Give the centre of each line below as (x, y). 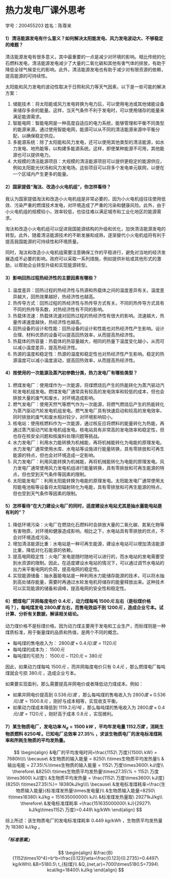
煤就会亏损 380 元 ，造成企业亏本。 (42, 673)
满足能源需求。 (28, 117)
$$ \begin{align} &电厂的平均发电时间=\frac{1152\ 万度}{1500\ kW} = (85, 753)
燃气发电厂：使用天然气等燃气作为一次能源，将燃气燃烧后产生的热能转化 (88, 404)
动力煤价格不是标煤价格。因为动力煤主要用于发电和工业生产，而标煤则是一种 (85, 626)
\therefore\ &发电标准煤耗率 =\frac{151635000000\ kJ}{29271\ (85, 804)
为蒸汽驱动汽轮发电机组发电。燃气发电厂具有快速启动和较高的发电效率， (88, 410)
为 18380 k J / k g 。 (24, 827)
